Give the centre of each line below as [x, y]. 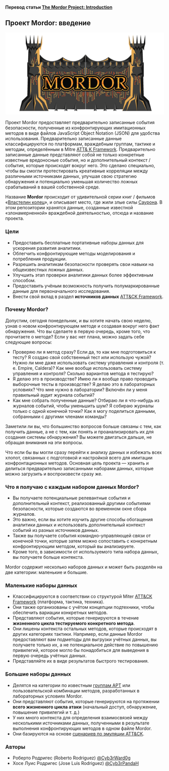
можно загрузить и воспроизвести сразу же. [54, 474]
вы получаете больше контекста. [48, 557]
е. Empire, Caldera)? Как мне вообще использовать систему [77, 368]
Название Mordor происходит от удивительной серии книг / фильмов [80, 197]
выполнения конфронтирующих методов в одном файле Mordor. [82, 728]
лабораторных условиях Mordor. [48, 696]
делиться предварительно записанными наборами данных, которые [79, 468]
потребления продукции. [40, 259]
